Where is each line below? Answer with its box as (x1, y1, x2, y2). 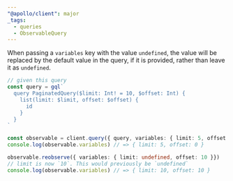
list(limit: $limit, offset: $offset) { (20, 96, 139, 103)
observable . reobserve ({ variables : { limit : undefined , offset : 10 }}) (7, 154, 220, 161)
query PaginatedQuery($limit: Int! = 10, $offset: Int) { (13, 90, 186, 97)
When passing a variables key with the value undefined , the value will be (7, 49, 218, 57)
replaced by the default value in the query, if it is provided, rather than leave (7, 56, 225, 65)
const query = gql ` (7, 84, 64, 90)
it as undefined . (7, 63, 51, 72)
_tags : (7, 17, 27, 24)
